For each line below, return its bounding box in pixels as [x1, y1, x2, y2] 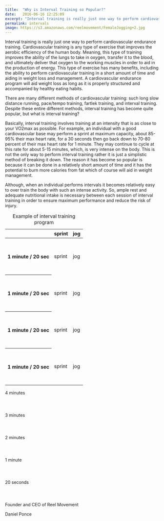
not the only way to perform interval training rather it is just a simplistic [5, 151, 147, 157]
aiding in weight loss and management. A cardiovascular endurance [5, 75, 142, 81]
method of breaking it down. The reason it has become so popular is [5, 157, 143, 163]
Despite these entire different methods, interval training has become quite [5, 106, 154, 112]
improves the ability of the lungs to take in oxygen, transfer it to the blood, [5, 54, 154, 60]
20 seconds [5, 479, 29, 485]
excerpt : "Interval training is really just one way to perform [5, 16, 139, 21]
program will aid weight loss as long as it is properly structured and [5, 80, 140, 86]
